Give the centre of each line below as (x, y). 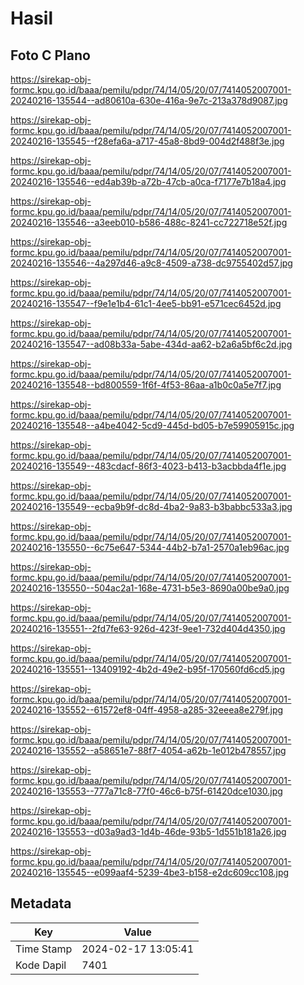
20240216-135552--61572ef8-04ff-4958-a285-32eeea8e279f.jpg (147, 710)
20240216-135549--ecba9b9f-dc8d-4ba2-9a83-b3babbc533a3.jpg (151, 506)
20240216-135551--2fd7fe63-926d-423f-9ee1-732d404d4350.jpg (148, 628)
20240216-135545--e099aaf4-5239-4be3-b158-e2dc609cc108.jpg (150, 872)
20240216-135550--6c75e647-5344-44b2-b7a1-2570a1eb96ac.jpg (150, 547)
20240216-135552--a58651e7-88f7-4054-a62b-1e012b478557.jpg (148, 750)
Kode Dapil (41, 965)
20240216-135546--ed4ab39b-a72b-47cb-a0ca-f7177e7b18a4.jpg (148, 181)
